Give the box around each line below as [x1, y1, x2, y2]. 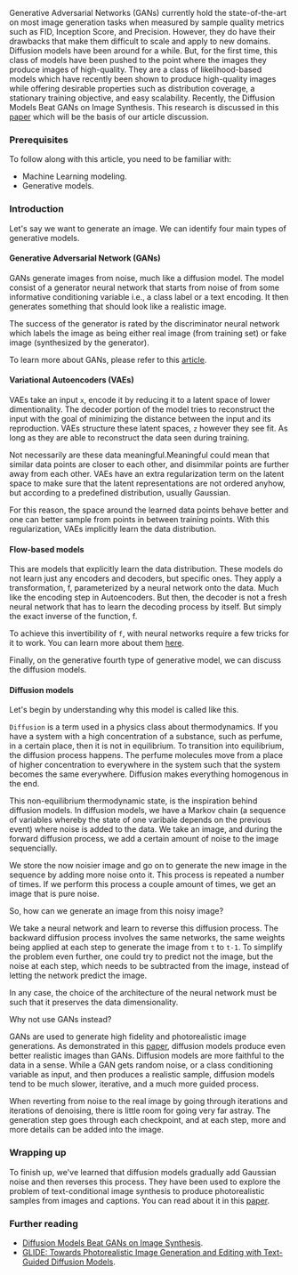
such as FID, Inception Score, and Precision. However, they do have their [9, 27, 276, 36]
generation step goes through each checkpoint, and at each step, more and [9, 1115, 286, 1126]
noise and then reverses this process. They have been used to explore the [9, 1176, 281, 1187]
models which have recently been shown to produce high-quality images [9, 74, 277, 84]
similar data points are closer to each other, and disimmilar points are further [9, 459, 290, 470]
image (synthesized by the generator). [9, 337, 149, 348]
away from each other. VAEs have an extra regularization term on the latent [9, 469, 285, 479]
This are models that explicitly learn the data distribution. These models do [9, 564, 283, 575]
